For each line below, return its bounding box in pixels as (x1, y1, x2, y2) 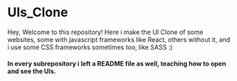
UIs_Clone (7, 4, 68, 21)
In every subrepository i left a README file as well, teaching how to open (7, 59, 226, 67)
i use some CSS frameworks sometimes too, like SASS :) (7, 43, 173, 51)
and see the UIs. (7, 67, 57, 75)
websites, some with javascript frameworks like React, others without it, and (7, 35, 231, 43)
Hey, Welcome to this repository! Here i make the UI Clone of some (7, 28, 204, 36)
